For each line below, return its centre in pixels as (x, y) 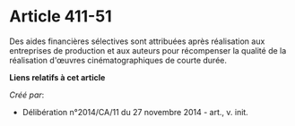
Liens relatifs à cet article (57, 77)
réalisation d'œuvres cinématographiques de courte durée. (118, 60)
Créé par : (27, 95)
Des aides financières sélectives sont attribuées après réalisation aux (137, 41)
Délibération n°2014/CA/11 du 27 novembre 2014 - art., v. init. (135, 112)
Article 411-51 (61, 17)
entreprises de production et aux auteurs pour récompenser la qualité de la (148, 50)
